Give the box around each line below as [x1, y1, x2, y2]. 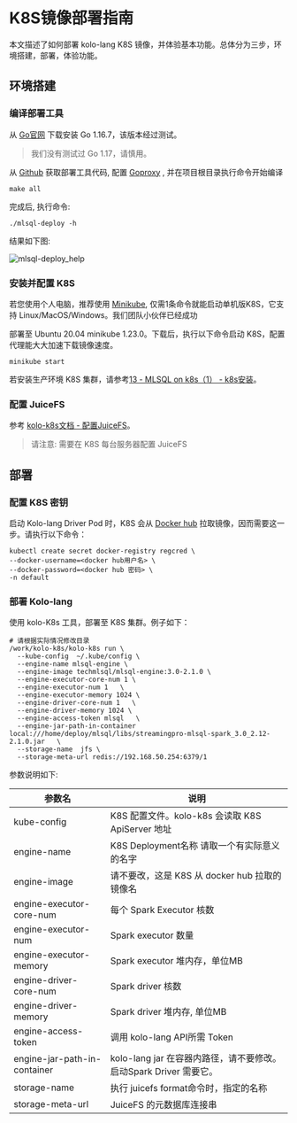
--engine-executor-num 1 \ [17, 683, 125, 692]
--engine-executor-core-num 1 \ [17, 675, 137, 685]
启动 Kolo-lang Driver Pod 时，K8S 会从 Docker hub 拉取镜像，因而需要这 [9, 517, 278, 528]
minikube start [9, 357, 65, 366]
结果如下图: [9, 236, 51, 246]
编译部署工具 [9, 107, 65, 120]
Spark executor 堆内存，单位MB [110, 955, 243, 967]
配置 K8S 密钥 [9, 496, 69, 508]
